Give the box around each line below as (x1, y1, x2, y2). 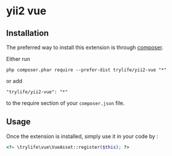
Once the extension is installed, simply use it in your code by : (6, 133, 158, 140)
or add (6, 78, 23, 84)
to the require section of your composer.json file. (6, 100, 125, 106)
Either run (6, 56, 30, 62)
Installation (6, 28, 49, 38)
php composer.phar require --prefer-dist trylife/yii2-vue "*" (6, 67, 167, 73)
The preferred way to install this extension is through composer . (6, 44, 164, 51)
